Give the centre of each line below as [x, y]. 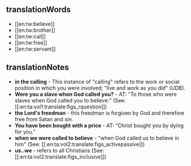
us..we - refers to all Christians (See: [59, 150]
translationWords [38, 10]
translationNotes [38, 67]
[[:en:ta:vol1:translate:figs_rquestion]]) [61, 107]
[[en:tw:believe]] [34, 24]
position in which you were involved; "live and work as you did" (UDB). [100, 88]
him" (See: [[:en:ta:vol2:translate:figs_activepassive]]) [80, 144]
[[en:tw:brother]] [35, 30]
